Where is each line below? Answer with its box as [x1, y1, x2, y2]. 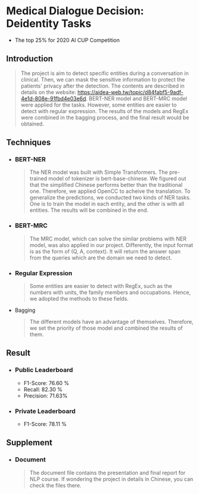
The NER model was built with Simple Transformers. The [29, 168, 168, 176]
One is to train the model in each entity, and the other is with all [29, 201, 184, 208]
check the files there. [29, 482, 82, 489]
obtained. [20, 120, 45, 127]
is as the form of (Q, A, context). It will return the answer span [29, 248, 181, 255]
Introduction [6, 54, 53, 64]
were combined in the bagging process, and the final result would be [20, 114, 189, 121]
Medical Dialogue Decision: [6, 4, 144, 18]
